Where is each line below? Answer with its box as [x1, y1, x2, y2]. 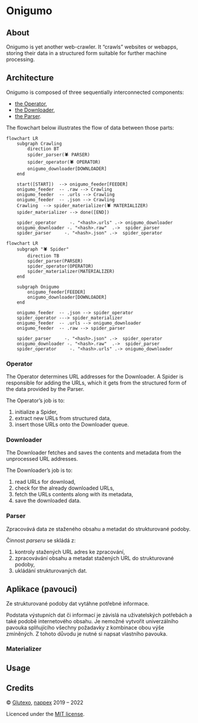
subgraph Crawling [17, 141, 62, 146]
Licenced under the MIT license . [6, 710, 85, 717]
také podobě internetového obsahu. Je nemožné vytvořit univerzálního [6, 617, 178, 624]
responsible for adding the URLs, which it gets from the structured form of [6, 379, 187, 386]
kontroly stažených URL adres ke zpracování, [14, 548, 125, 555]
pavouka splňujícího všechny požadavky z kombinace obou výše [6, 624, 164, 631]
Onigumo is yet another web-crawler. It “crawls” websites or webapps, [6, 43, 178, 50]
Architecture [6, 73, 54, 83]
